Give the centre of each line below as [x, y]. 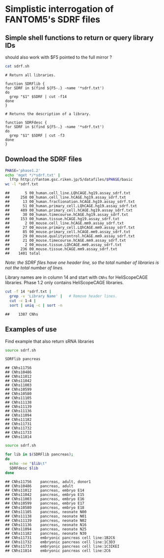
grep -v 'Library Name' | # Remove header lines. [64, 296]
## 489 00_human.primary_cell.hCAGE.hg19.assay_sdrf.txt [69, 210]
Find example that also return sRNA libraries [50, 341]
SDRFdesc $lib [24, 468]
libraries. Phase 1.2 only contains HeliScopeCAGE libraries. [64, 283]
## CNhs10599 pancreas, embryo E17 [45, 503]
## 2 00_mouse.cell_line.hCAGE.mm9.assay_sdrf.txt [65, 223]
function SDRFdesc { [26, 122]
